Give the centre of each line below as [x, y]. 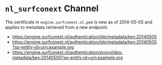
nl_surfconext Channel [52, 9]
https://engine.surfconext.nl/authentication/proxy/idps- [68, 52]
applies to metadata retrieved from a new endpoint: [57, 27]
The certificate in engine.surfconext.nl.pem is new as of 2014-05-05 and [79, 22]
